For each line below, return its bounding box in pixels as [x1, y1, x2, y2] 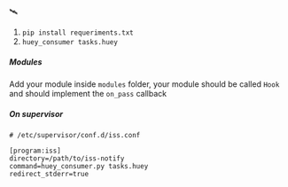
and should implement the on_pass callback [9, 88, 167, 98]
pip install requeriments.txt [21, 28, 135, 37]
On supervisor [9, 108, 64, 119]
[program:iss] [9, 146, 62, 155]
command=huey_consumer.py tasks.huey [9, 161, 149, 170]
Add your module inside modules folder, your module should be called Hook [9, 78, 280, 90]
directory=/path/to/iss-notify [9, 153, 125, 163]
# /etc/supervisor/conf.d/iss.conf [9, 130, 141, 139]
